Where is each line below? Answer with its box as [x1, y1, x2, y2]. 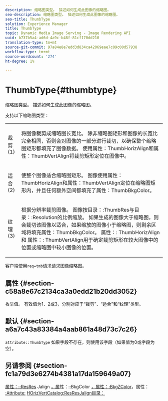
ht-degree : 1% [5, 59, 35, 64]
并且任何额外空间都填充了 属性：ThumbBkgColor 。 [36, 187, 155, 194]
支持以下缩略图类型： [5, 112, 49, 118]
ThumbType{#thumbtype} [5, 85, 117, 96]
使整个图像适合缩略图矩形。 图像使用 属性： [21, 172, 123, 179]
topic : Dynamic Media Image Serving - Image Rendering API [5, 31, 131, 36]
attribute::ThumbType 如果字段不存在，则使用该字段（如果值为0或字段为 [5, 339, 155, 345]
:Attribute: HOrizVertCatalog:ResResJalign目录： [5, 389, 105, 396]
